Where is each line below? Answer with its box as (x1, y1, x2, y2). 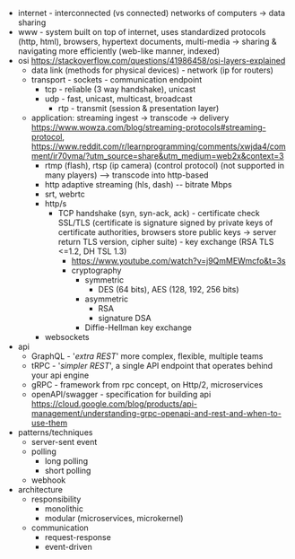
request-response (44, 532, 112, 542)
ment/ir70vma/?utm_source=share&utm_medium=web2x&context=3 (30, 151, 284, 161)
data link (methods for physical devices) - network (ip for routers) (30, 65, 273, 75)
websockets (44, 332, 90, 342)
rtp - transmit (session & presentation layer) (57, 103, 220, 113)
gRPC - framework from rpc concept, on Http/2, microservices (30, 380, 264, 389)
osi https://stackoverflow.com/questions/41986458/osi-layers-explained (17, 56, 286, 66)
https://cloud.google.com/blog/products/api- (30, 398, 198, 409)
